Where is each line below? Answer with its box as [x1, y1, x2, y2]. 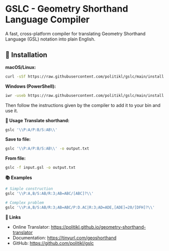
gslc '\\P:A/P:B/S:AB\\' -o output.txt [5, 146, 90, 151]
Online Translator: [12, 224, 50, 230]
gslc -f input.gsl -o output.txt [5, 165, 76, 170]
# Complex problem [5, 200, 44, 205]
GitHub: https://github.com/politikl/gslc [12, 240, 94, 246]
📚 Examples [5, 174, 32, 181]
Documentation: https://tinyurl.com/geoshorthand [12, 234, 116, 241]
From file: [5, 155, 26, 161]
